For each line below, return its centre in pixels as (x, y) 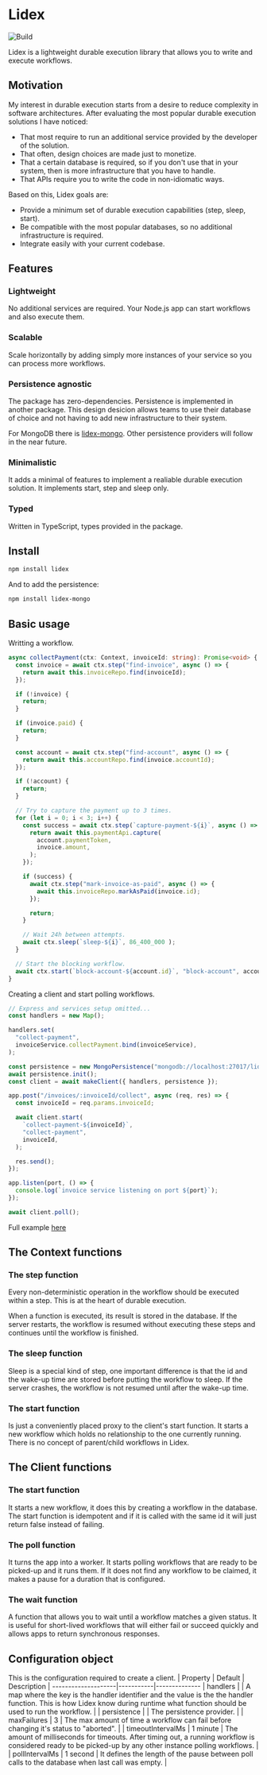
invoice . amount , (64, 848)
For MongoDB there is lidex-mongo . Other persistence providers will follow (131, 434)
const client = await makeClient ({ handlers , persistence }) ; (113, 1081)
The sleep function (46, 1354)
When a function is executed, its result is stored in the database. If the (123, 1316)
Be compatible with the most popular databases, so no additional (126, 226)
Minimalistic (33, 462)
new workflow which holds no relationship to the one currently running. (125, 1434)
